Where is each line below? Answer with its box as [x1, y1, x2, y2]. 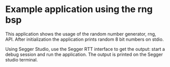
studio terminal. [5, 56, 38, 62]
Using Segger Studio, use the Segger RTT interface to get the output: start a [5, 46, 165, 52]
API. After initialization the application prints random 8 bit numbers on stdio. [5, 36, 164, 42]
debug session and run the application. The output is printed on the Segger [5, 51, 163, 57]
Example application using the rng [5, 4, 153, 15]
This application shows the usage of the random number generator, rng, [5, 31, 156, 37]
